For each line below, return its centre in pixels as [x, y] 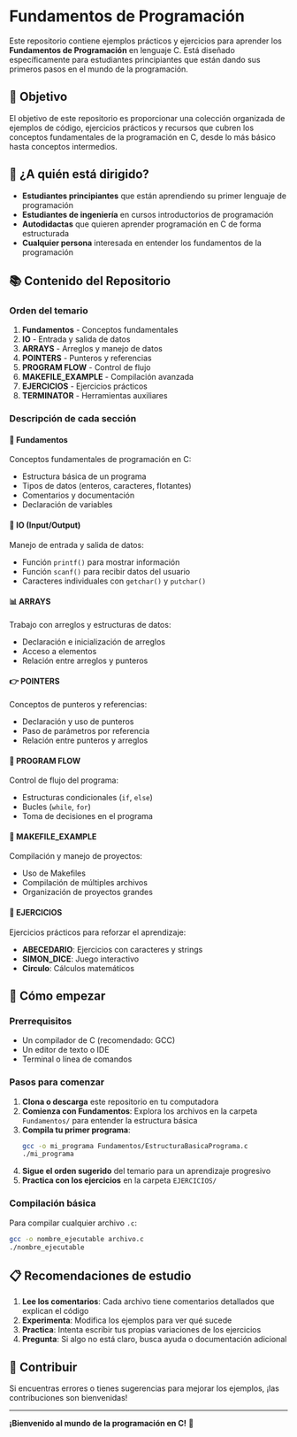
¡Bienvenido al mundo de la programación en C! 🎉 [102, 1423]
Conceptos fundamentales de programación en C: [100, 460]
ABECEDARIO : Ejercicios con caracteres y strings [112, 949]
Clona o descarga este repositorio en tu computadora [120, 1101]
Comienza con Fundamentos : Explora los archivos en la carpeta [140, 1111]
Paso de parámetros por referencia [86, 730]
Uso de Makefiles [54, 873]
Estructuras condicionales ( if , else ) [87, 798]
